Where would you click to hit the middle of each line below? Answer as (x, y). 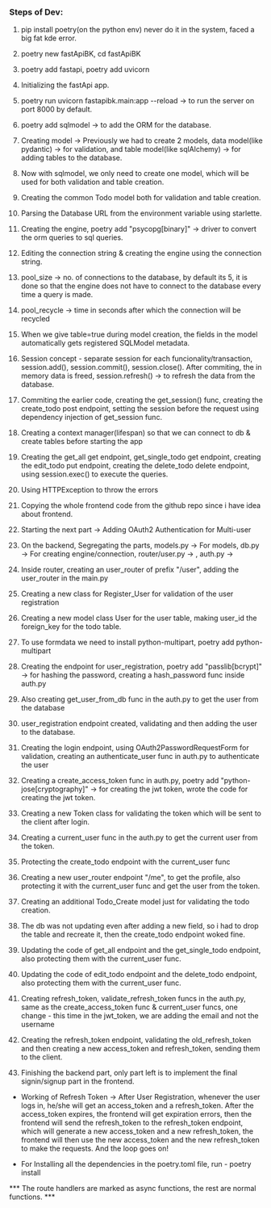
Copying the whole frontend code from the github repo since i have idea (141, 505)
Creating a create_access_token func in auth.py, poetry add (120, 781)
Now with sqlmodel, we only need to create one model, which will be (135, 174)
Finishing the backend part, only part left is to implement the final (129, 1073)
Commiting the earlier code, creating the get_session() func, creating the (142, 400)
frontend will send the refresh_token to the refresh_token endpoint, (132, 1123)
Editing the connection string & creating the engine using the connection (141, 254)
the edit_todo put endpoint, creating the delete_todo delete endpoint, (135, 466)
